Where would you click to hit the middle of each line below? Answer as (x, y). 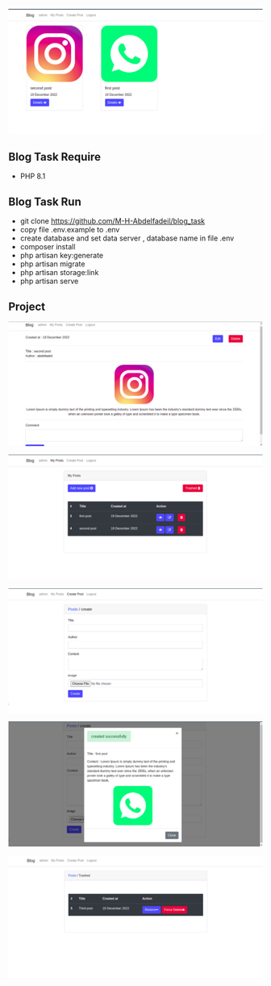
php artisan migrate (52, 264)
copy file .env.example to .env (70, 230)
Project (27, 306)
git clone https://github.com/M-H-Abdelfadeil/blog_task (113, 221)
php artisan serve (49, 281)
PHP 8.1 (33, 176)
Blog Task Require (54, 157)
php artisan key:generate (62, 256)
